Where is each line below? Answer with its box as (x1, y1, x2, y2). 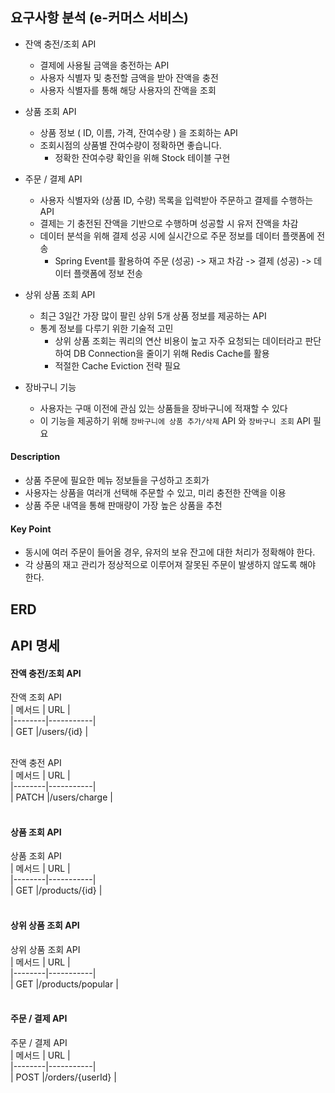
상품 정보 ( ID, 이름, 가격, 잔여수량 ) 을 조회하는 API (39, 126, 238, 138)
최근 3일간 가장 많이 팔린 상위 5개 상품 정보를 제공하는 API (39, 309, 267, 322)
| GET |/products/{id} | (10, 884, 103, 897)
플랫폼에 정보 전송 (73, 267, 144, 279)
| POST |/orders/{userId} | (10, 1071, 117, 1083)
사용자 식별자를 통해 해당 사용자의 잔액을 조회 (39, 84, 217, 96)
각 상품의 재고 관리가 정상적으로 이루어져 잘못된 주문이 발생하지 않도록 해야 (24, 559, 317, 571)
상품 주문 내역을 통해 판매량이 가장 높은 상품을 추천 (24, 499, 223, 512)
